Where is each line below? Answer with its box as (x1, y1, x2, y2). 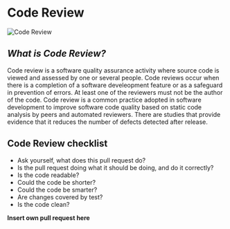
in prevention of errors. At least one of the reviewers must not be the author (7, 88, 223, 96)
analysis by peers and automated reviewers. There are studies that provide (7, 110, 221, 118)
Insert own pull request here (7, 213, 90, 222)
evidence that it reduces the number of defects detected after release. (7, 118, 208, 126)
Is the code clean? (17, 200, 70, 208)
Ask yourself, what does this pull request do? (17, 156, 146, 164)
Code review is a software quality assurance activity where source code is (7, 66, 220, 74)
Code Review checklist (7, 138, 108, 149)
